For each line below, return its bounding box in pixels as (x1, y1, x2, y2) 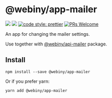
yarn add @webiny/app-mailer (5, 88, 68, 93)
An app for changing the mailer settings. (5, 31, 90, 37)
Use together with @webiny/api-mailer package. (5, 41, 107, 47)
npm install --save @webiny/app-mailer (5, 69, 91, 75)
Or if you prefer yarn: (5, 78, 50, 84)
